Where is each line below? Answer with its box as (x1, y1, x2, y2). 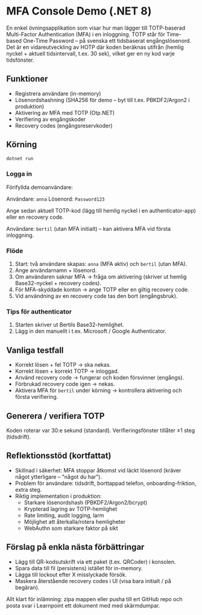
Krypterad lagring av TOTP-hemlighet (24, 505, 118, 512)
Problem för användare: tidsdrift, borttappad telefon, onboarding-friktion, (14, 479, 197, 487)
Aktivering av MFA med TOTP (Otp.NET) (14, 109, 115, 116)
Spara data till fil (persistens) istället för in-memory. (14, 564, 143, 572)
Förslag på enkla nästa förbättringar (6, 542, 145, 552)
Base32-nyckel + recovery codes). (14, 280, 101, 287)
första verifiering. (14, 393, 58, 401)
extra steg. (14, 486, 42, 493)
